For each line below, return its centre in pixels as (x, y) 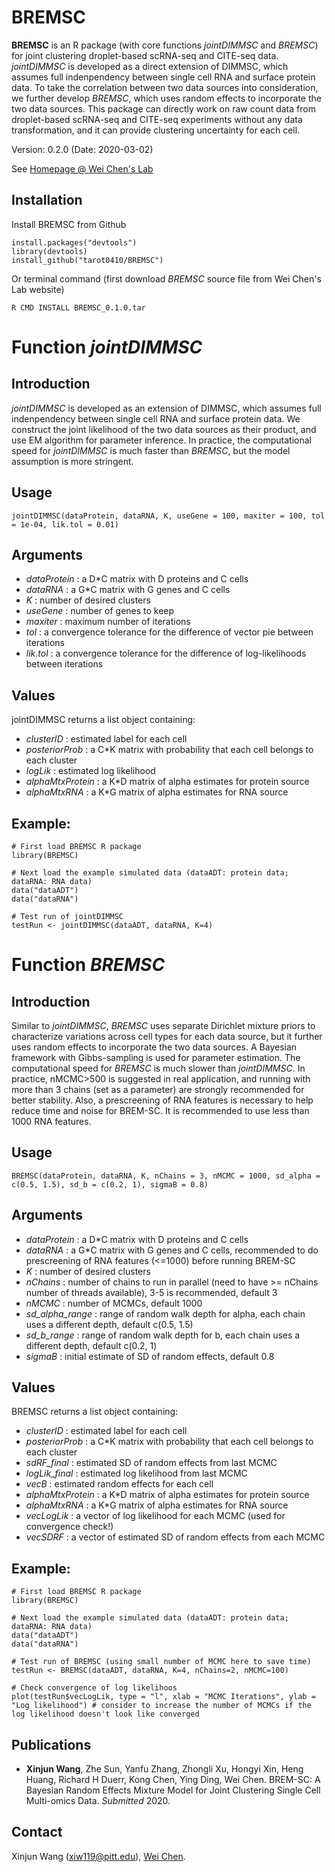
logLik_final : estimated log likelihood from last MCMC (136, 1473)
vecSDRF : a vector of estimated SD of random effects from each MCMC (175, 1537)
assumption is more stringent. (72, 461)
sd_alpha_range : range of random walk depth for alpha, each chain (165, 1313)
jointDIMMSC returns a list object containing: (103, 720)
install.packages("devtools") (74, 242)
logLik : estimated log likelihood (90, 771)
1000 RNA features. (51, 1121)
